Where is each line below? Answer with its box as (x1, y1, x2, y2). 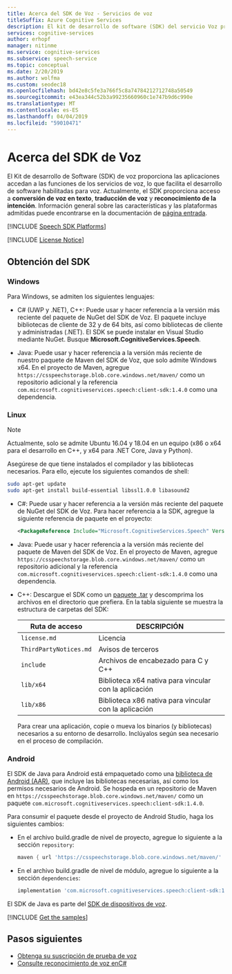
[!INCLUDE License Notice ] (7, 236, 84, 244)
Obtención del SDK (7, 255, 90, 267)
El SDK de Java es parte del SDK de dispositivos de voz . (7, 900, 167, 908)
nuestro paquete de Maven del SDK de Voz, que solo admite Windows (17, 356, 217, 364)
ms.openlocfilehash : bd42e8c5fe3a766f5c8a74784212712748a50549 (7, 87, 193, 94)
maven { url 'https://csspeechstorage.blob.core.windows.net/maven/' (17, 854, 222, 861)
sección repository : (17, 840, 75, 849)
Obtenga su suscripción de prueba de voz (17, 951, 137, 959)
